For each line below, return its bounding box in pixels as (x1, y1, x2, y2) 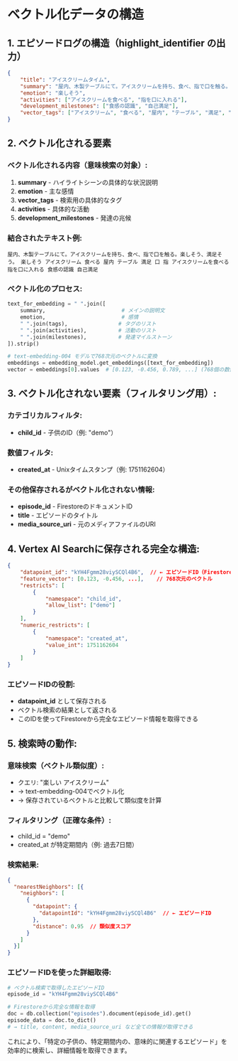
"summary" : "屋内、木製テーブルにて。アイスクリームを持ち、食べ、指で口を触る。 (20, 82, 232, 90)
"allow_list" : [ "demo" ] (45, 602, 115, 609)
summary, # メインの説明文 (20, 307, 165, 314)
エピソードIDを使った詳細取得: (7, 968, 112, 978)
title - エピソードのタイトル (17, 511, 98, 520)
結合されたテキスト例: (7, 233, 83, 242)
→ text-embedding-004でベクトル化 (17, 787, 125, 796)
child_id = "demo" (17, 832, 71, 841)
